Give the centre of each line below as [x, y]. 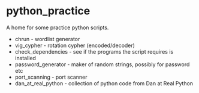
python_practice [48, 11]
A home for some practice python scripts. [58, 27]
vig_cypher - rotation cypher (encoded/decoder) [75, 45]
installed [25, 58]
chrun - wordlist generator [47, 39]
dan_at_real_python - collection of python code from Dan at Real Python [104, 83]
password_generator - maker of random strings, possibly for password [102, 64]
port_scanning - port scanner [51, 77]
